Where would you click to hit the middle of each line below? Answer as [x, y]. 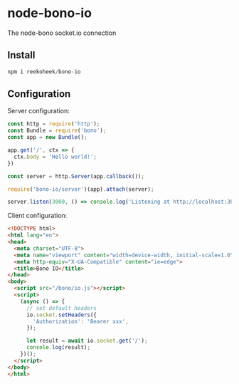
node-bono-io [50, 13]
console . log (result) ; [58, 348]
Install [21, 55]
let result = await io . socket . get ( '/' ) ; [87, 341]
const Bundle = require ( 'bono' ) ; [57, 131]
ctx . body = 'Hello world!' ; [55, 157]
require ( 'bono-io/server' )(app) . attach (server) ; [81, 189]
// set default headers [62, 308]
